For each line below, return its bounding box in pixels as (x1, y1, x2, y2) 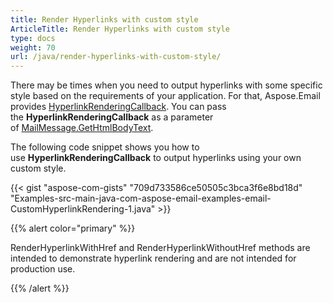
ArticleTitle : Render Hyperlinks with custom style (10, 24, 230, 34)
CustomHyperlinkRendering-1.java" (10, 203, 156, 215)
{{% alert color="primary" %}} (10, 222, 136, 235)
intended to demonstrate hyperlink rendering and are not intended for (10, 252, 297, 265)
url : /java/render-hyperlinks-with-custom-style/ (10, 52, 222, 62)
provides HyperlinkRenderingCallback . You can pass (10, 101, 227, 113)
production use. (10, 263, 76, 275)
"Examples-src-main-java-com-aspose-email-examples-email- (10, 192, 272, 205)
